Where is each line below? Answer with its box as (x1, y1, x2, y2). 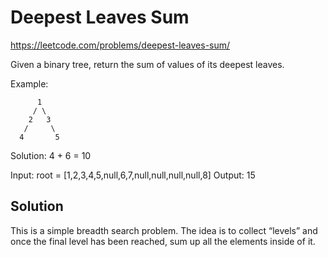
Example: (10, 77, 49, 90)
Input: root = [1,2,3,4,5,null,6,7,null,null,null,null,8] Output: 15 (10, 169, 256, 181)
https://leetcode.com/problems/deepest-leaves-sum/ (10, 39, 231, 51)
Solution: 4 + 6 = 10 (10, 149, 92, 161)
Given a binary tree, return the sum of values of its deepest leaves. (10, 58, 285, 70)
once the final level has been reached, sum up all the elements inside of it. (10, 235, 316, 247)
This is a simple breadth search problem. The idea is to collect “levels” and (10, 224, 318, 236)
